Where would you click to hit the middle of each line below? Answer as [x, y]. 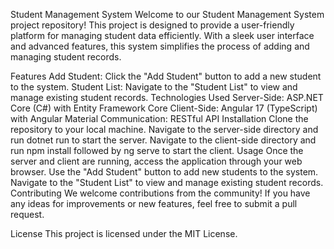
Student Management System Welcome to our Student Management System [167, 14]
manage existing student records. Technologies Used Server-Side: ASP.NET [167, 97]
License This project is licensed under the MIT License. [124, 233]
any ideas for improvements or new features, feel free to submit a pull [154, 203]
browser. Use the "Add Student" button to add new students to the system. [164, 172]
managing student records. [66, 57]
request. [27, 214]
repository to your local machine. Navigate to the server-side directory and [164, 129]
